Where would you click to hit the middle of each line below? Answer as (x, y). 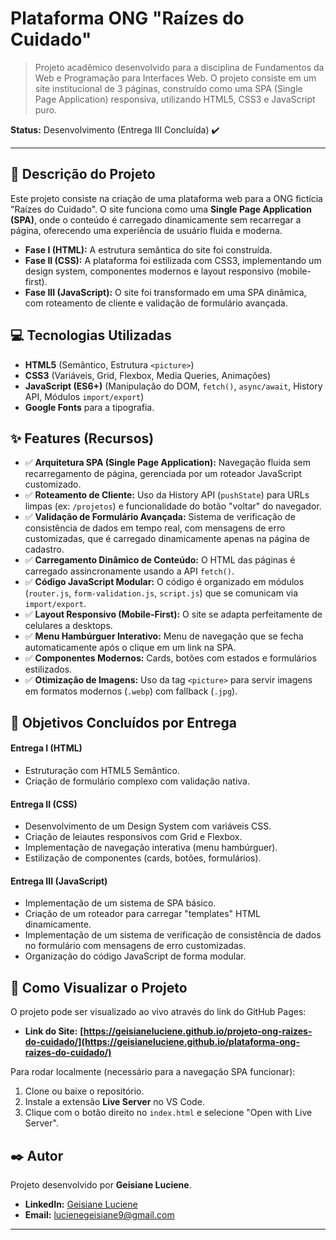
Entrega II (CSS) (44, 804)
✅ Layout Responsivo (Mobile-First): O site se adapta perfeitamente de (173, 614)
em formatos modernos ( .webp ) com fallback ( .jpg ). (131, 691)
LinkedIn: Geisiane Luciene (81, 1204)
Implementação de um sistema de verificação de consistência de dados (173, 935)
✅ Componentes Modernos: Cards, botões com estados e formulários (170, 658)
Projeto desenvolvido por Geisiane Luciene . (101, 1185)
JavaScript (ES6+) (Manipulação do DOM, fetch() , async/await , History (173, 386)
